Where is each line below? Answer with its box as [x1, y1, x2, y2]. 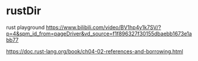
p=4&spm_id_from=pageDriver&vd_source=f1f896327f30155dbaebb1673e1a [6, 30, 192, 37]
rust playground [6, 24, 45, 31]
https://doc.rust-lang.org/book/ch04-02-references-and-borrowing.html [6, 47, 183, 54]
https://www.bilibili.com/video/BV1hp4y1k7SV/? [46, 24, 161, 31]
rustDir [6, 4, 41, 18]
